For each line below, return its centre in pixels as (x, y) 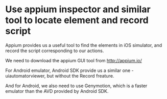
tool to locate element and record (77, 20)
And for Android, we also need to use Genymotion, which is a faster (76, 86)
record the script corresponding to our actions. (55, 51)
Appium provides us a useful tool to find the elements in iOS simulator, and (84, 45)
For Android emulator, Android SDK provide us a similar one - (69, 70)
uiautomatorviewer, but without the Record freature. (60, 76)
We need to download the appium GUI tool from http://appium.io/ (74, 60)
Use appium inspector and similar (78, 9)
